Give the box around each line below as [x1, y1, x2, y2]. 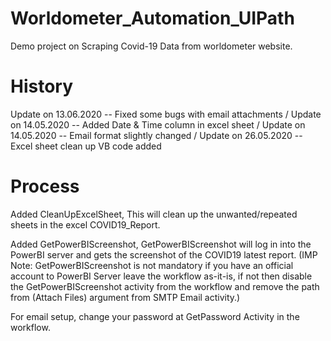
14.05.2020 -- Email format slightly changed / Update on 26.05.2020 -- [10, 129, 303, 141]
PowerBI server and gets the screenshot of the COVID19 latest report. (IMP [10, 248, 318, 261]
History [10, 75, 74, 98]
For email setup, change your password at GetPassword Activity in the [10, 310, 300, 322]
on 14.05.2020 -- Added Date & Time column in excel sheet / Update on [10, 118, 306, 131]
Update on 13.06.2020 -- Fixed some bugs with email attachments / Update [10, 108, 322, 120]
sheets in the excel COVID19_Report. [10, 218, 161, 231]
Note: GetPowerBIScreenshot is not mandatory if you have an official [10, 259, 294, 271]
